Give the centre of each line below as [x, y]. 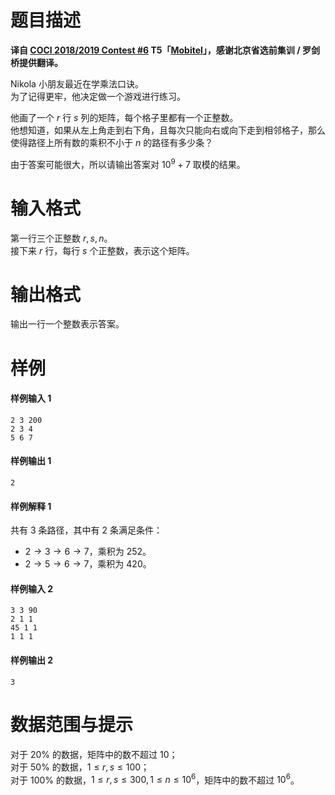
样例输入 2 [32, 588]
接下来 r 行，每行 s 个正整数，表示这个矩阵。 [102, 250]
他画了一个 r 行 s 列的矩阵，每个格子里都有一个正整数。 [124, 117]
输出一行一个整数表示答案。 [67, 324]
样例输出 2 [32, 660]
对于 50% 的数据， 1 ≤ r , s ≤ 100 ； [80, 767]
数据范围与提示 [72, 724]
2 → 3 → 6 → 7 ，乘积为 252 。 [88, 552]
